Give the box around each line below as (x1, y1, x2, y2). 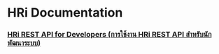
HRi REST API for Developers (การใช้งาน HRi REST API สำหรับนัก (7, 30, 212, 39)
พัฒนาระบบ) (7, 38, 41, 48)
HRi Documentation (7, 5, 123, 21)
